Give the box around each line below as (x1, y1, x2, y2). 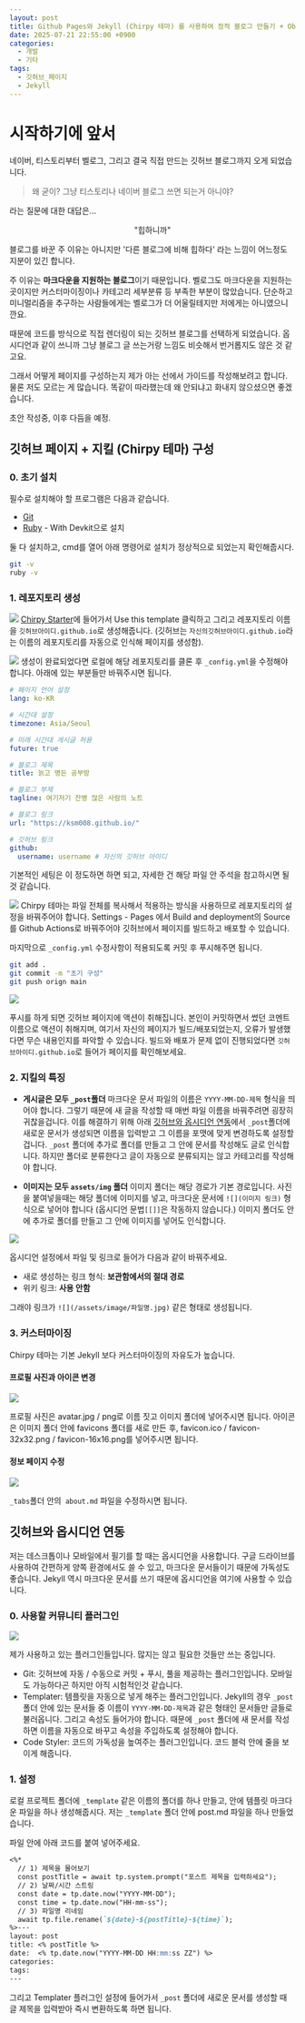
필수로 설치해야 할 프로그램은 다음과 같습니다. (9, 493, 170, 504)
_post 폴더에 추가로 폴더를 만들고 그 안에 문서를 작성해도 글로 (49, 1139, 266, 1150)
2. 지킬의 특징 (9, 1071, 66, 1083)
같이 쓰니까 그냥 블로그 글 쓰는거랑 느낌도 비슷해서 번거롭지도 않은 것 (40, 339, 283, 351)
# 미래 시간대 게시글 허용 (9, 735, 93, 745)
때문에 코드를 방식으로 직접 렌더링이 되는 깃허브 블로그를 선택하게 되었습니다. (9, 328, 281, 339)
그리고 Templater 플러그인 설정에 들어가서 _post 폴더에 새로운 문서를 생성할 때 (9, 1991, 288, 2003)
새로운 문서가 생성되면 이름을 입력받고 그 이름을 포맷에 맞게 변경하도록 (22, 1128, 271, 1139)
